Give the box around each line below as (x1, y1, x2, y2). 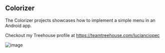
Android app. (5, 22, 32, 28)
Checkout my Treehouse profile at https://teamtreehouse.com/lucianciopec (5, 32, 160, 38)
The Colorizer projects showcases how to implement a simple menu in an (5, 17, 156, 23)
